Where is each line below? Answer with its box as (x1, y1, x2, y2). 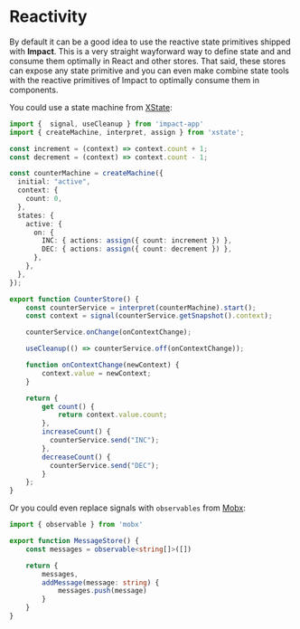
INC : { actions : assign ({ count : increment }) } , (42, 236, 232, 245)
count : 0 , (25, 195, 63, 204)
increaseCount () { (42, 427, 111, 436)
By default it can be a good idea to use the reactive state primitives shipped (9, 36, 291, 47)
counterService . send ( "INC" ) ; (49, 436, 160, 445)
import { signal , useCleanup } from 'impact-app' (9, 119, 204, 129)
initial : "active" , (17, 177, 91, 186)
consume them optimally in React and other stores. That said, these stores (9, 55, 286, 66)
